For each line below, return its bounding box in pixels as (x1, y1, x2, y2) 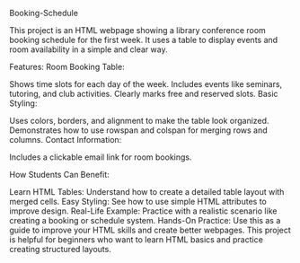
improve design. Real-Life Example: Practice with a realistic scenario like (9, 206, 278, 216)
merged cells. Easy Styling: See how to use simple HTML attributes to (9, 197, 267, 206)
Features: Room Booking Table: (9, 62, 125, 72)
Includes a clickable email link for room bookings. (9, 152, 192, 162)
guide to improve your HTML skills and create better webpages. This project (9, 224, 292, 235)
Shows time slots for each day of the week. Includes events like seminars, (9, 79, 283, 89)
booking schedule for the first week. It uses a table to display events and (9, 35, 278, 45)
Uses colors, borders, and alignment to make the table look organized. (9, 116, 269, 126)
